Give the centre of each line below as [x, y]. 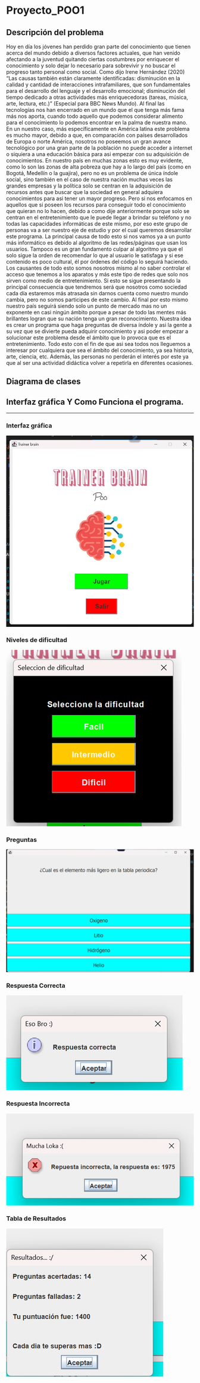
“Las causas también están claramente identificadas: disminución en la [93, 78]
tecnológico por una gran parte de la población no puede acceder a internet [99, 148]
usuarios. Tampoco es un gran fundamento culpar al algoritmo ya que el [95, 249]
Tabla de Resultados [36, 1219]
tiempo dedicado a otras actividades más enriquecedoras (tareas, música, [97, 97]
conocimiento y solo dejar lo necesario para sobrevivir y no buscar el [91, 65]
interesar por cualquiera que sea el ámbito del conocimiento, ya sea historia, [100, 350]
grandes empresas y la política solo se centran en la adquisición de [89, 186]
